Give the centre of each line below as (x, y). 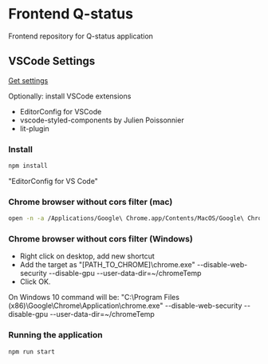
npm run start (32, 352)
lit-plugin (34, 128)
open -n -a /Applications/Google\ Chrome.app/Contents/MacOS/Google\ (126, 218)
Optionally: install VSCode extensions (70, 96)
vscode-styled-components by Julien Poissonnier (102, 120)
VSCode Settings (52, 61)
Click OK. (35, 282)
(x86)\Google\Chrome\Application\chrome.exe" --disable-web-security (125, 306)
